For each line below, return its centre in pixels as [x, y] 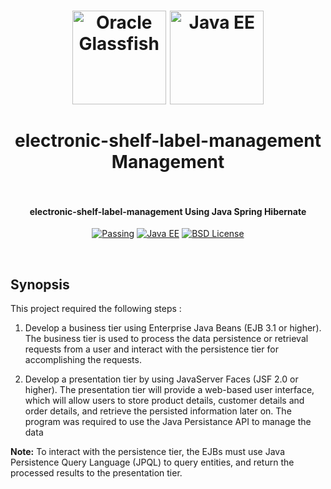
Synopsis [40, 284]
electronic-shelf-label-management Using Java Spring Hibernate [168, 211]
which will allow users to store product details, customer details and [164, 401]
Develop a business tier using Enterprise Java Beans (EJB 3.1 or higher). [173, 328]
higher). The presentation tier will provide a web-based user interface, [169, 390]
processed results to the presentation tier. [96, 473]
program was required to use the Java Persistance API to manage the [168, 422]
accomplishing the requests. [83, 360]
